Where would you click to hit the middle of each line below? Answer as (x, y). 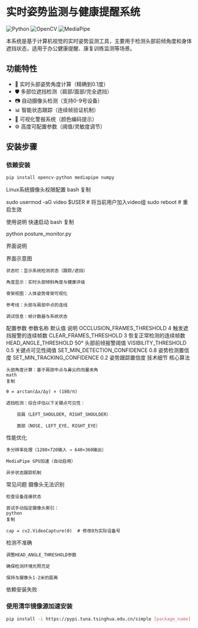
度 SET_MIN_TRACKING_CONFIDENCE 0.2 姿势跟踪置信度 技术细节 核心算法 (98, 358)
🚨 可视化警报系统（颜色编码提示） (56, 119)
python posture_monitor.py (39, 234)
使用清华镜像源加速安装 (39, 606)
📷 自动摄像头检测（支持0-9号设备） (59, 100)
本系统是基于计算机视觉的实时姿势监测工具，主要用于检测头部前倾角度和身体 (99, 41)
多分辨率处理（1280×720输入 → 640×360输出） (56, 450)
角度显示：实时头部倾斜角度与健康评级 (46, 282)
